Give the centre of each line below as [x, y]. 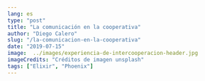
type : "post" [27, 20]
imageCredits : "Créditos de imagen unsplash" [76, 60]
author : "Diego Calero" [43, 33]
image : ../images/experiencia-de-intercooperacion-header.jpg [103, 54]
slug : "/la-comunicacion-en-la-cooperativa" [74, 40]
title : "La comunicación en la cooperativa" [74, 27]
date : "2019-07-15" [36, 46]
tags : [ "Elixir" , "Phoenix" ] [50, 66]
